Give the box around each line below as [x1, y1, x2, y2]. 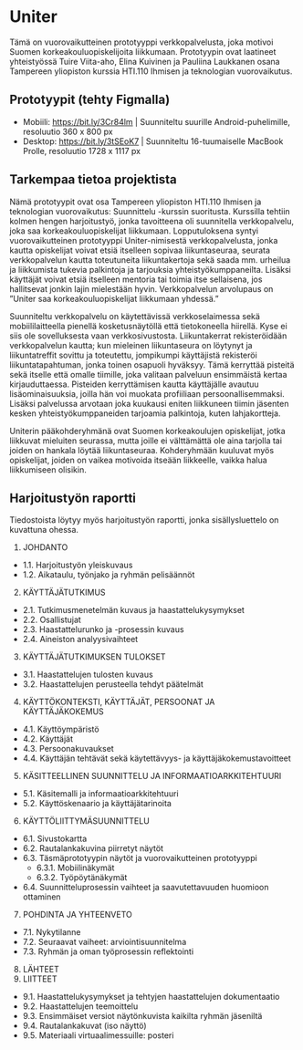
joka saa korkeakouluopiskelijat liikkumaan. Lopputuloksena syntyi [9, 225, 259, 236]
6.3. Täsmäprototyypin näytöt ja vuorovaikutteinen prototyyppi [22, 853, 257, 864]
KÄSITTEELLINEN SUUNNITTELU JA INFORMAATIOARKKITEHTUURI [22, 771, 282, 782]
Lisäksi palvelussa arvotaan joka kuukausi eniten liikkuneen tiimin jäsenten [9, 398, 289, 409]
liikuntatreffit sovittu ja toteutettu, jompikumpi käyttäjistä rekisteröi [9, 349, 257, 360]
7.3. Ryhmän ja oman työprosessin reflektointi [22, 946, 194, 957]
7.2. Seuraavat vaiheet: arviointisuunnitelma [22, 937, 187, 948]
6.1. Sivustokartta [22, 833, 88, 845]
